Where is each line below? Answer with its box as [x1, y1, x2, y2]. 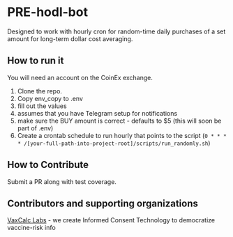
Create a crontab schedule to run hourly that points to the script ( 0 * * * [17, 131, 227, 139]
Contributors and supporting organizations [7, 197, 199, 209]
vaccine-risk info [7, 224, 56, 232]
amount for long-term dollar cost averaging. [7, 34, 133, 43]
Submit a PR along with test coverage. [7, 177, 117, 185]
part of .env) [17, 123, 54, 132]
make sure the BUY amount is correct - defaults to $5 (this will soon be [17, 116, 222, 125]
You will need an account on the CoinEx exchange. [7, 73, 153, 82]
